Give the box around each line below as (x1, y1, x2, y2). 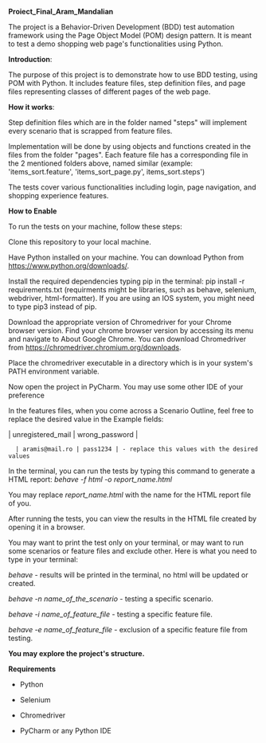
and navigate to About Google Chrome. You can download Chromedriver (8, 334, 247, 343)
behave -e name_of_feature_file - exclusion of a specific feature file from (8, 625, 248, 634)
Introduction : (8, 55, 53, 64)
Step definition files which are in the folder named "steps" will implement (8, 118, 248, 127)
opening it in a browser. (8, 522, 86, 532)
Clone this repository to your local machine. (8, 237, 151, 246)
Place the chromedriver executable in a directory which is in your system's (8, 358, 253, 367)
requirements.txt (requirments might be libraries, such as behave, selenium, (8, 285, 257, 294)
